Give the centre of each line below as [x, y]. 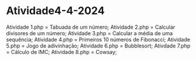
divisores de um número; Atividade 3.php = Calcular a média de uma [89, 33]
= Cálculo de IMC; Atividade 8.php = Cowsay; [61, 52]
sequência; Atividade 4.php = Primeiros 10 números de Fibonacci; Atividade [98, 39]
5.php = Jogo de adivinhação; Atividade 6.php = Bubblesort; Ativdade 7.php [98, 46]
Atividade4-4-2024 [55, 11]
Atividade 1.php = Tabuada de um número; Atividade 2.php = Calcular [91, 27]
